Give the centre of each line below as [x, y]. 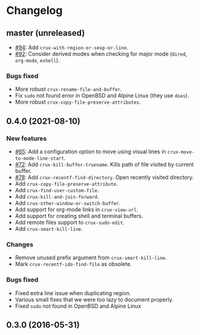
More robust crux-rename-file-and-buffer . [68, 89]
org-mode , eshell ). [37, 60]
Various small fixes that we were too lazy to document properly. [94, 299]
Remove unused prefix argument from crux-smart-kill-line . [91, 257]
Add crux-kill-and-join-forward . [57, 196]
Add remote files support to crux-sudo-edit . [70, 222]
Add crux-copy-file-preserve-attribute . [66, 184]
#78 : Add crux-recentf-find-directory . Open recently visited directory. [105, 177]
